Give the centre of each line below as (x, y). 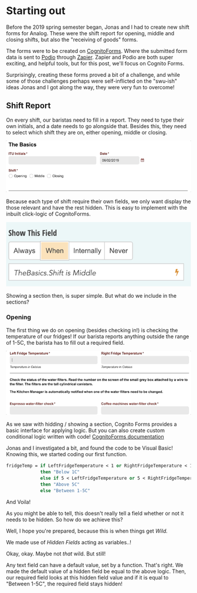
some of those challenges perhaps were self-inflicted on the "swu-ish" (92, 81)
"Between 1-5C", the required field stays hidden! (64, 584)
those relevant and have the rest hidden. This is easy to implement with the (97, 208)
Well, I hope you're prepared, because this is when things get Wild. (87, 531)
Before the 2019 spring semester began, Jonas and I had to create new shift (98, 27)
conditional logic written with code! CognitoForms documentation (85, 437)
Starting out (36, 11)
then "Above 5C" (60, 484)
